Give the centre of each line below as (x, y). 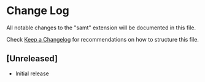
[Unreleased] (32, 59)
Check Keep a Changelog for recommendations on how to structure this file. (103, 39)
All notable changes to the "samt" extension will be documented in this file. (101, 28)
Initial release (32, 73)
